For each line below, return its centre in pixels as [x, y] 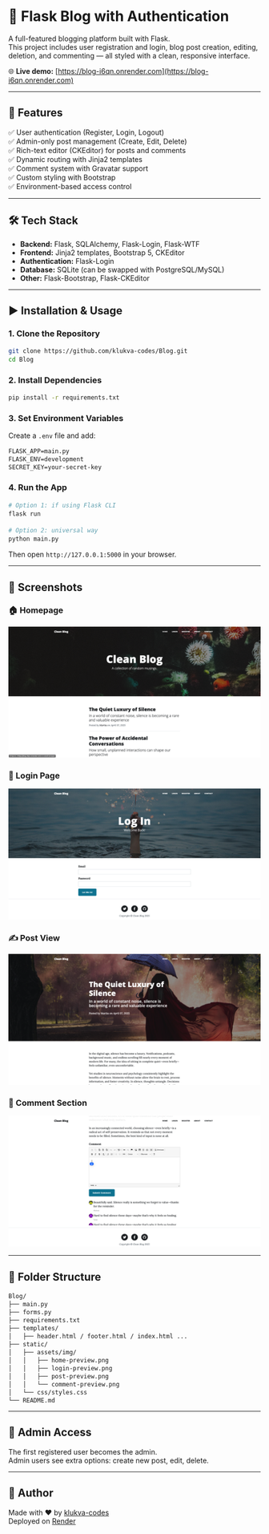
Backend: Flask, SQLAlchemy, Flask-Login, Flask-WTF [110, 244]
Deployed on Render [42, 1521]
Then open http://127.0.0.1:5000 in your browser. [92, 555]
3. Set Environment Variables [66, 419]
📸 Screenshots [46, 587]
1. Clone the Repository [54, 334]
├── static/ [28, 1344]
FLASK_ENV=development [46, 459]
